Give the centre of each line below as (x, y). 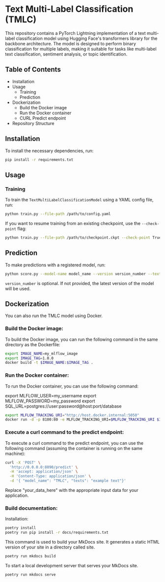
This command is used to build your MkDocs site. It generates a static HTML (82, 542)
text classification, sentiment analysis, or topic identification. (66, 54)
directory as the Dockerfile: (33, 344)
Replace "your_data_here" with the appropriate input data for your (72, 490)
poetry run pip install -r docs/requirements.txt (57, 533)
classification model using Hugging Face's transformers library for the (87, 38)
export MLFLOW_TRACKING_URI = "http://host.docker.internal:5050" (72, 415)
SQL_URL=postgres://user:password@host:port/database (63, 406)
